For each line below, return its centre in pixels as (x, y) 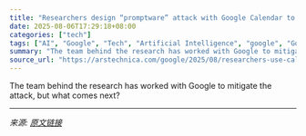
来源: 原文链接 (36, 122)
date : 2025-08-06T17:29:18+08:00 (73, 26)
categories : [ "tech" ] (51, 34)
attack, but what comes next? (65, 95)
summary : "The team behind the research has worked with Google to (140, 52)
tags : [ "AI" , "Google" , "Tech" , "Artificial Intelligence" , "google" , (146, 43)
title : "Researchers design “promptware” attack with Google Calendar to (153, 18)
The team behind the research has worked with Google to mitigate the (141, 86)
